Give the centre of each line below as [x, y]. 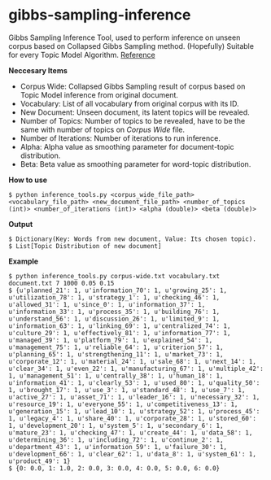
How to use [28, 180]
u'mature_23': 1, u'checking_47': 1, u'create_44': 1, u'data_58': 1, [131, 433]
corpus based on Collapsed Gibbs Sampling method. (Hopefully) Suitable [131, 46]
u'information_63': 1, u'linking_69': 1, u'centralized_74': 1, [120, 326]
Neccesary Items [38, 70]
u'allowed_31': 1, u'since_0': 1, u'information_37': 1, [107, 304]
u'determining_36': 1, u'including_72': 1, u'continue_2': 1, [116, 440]
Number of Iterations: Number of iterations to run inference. [120, 138]
